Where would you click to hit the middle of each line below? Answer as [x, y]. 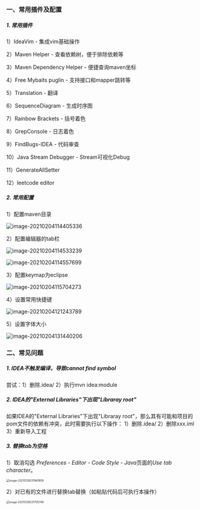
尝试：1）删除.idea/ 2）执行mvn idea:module [62, 384]
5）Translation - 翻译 [32, 92]
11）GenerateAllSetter [33, 170]
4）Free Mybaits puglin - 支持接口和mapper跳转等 [69, 80]
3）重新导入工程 [27, 431]
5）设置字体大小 [27, 324]
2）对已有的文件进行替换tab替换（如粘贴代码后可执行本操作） [83, 491]
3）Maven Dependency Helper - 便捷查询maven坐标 [71, 67]
